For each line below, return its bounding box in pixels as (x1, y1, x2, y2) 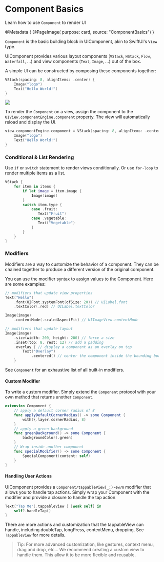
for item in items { (14, 184, 56, 189)
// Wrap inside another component (14, 444, 84, 450)
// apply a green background (14, 426, 73, 431)
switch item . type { (22, 202, 62, 207)
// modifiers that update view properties (5, 291, 93, 295)
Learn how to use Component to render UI (5, 20, 86, 25)
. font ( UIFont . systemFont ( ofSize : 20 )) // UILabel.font (14, 299, 128, 305)
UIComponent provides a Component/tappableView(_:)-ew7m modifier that (5, 484, 151, 490)
